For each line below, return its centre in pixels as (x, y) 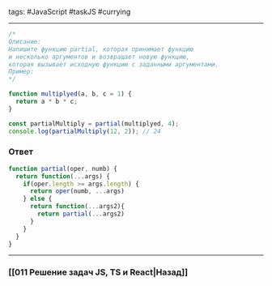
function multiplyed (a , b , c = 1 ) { (70, 94)
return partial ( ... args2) (81, 214)
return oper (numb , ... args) (77, 191)
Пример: (21, 72)
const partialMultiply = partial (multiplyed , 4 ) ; (94, 124)
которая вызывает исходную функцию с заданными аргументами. (114, 64)
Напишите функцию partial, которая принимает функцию (101, 49)
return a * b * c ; (47, 101)
